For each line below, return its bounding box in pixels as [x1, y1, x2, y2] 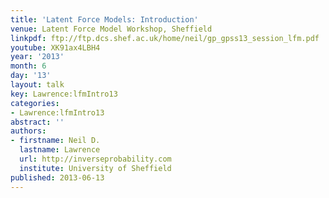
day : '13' [10, 71, 52, 81]
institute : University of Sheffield [19, 163, 172, 173]
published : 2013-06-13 [10, 172, 105, 183]
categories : [10, 98, 60, 108]
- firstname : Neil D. [10, 136, 101, 146]
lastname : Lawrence [19, 145, 101, 155]
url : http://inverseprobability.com [19, 154, 172, 164]
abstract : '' [10, 117, 65, 127]
